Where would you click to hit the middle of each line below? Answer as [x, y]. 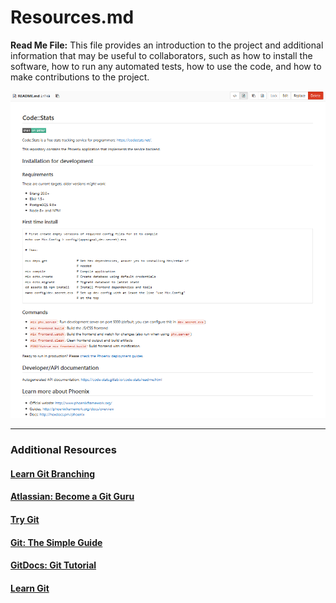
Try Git [25, 520]
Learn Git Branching [53, 473]
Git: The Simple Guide [56, 542]
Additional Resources [63, 450]
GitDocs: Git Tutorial [53, 565]
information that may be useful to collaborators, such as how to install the [161, 55]
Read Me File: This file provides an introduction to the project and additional [167, 45]
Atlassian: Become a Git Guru [72, 497]
